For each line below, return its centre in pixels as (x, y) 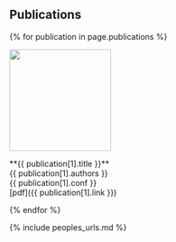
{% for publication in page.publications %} (88, 36)
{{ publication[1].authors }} (59, 173)
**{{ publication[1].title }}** (60, 163)
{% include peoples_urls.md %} (68, 227)
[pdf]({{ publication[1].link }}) (63, 192)
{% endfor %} (35, 209)
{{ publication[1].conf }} (53, 182)
